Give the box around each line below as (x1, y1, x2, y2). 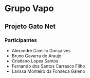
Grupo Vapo (4, 3, 54, 14)
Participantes (4, 37, 37, 44)
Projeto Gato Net (4, 22, 56, 31)
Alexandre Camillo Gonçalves (11, 47, 71, 53)
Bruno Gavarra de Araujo (11, 53, 62, 59)
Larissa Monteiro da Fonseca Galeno (11, 68, 86, 74)
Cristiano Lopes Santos (11, 58, 59, 63)
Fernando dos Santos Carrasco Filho (11, 63, 86, 69)
